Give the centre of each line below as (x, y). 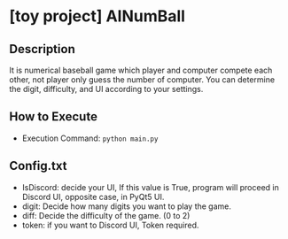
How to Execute (53, 117)
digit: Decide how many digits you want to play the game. (127, 206)
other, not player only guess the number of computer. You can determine (142, 80)
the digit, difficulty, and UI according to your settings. (106, 89)
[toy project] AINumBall (97, 16)
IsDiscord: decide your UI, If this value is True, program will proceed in (150, 187)
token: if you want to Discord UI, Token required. (110, 225)
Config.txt (38, 166)
